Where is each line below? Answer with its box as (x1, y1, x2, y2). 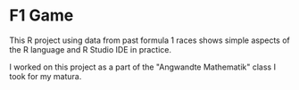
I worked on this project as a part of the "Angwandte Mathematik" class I (9, 61, 277, 72)
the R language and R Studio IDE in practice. (9, 44, 172, 54)
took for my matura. (9, 70, 82, 81)
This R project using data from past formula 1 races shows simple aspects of (9, 35, 290, 45)
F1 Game (9, 5, 74, 26)
